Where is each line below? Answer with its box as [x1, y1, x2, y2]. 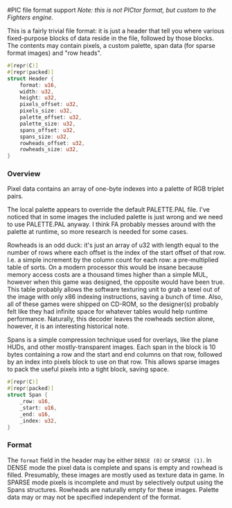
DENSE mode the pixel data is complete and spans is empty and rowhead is [7, 463, 223, 471]
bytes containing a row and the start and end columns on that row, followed [7, 350, 223, 359]
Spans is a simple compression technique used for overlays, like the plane [7, 336, 219, 344]
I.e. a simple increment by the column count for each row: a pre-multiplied [7, 256, 219, 264]
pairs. [7, 192, 24, 201]
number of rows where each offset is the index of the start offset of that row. [7, 248, 226, 257]
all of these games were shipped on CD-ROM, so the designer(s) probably [7, 300, 220, 308]
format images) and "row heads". [7, 49, 102, 57]
